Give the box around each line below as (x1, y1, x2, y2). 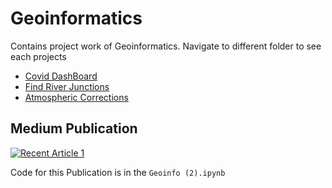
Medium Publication (10, 120, 138, 137)
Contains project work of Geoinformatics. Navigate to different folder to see (10, 40, 322, 52)
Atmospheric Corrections (24, 91, 129, 103)
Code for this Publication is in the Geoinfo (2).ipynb (10, 166, 226, 178)
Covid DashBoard (24, 70, 98, 82)
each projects (10, 50, 67, 62)
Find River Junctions (24, 80, 110, 92)
